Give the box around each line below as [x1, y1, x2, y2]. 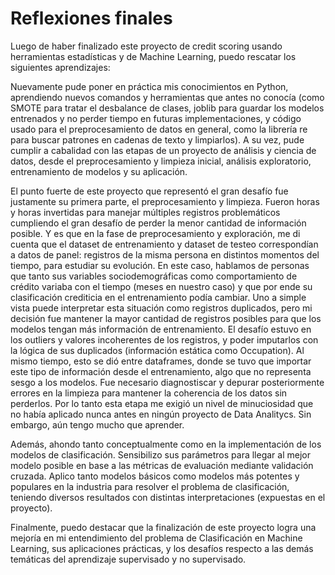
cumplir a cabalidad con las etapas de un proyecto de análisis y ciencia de [10, 144, 317, 156]
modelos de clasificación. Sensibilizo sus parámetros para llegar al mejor [10, 448, 311, 461]
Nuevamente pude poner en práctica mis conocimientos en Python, [10, 80, 289, 92]
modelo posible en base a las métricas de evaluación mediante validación [10, 459, 314, 471]
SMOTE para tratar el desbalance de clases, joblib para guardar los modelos [10, 102, 325, 114]
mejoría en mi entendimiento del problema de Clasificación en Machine [10, 532, 303, 544]
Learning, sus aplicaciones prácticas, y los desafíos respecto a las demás [10, 542, 314, 554]
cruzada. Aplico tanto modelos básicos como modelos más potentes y [10, 470, 300, 482]
